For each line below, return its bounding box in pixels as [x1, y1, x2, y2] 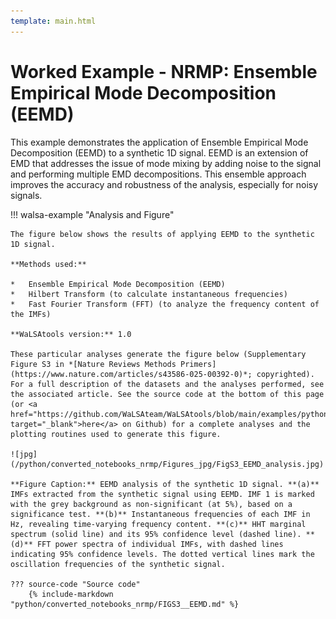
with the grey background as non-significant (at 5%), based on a [10, 499, 293, 509]
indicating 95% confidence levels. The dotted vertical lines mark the [10, 549, 315, 559]
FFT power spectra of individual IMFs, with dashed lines [36, 539, 284, 549]
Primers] [180, 359, 217, 369]
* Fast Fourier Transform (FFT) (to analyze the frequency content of [10, 299, 320, 309]
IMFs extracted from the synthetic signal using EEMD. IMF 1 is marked [10, 489, 315, 499]
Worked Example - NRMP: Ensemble [10, 60, 318, 83]
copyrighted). [256, 369, 315, 379]
